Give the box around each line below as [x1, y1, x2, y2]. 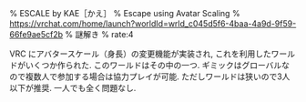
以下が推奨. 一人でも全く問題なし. [9, 83, 137, 93]
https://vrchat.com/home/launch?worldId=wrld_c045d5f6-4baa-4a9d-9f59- [9, 18, 297, 29]
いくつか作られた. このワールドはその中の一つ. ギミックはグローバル [25, 60, 282, 70]
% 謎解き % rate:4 [65, 29, 134, 39]
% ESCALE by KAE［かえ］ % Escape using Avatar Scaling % [9, 8, 240, 18]
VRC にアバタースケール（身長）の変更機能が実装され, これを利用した [9, 48, 271, 59]
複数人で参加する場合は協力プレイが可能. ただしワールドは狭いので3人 [25, 71, 291, 82]
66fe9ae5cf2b [9, 29, 64, 39]
